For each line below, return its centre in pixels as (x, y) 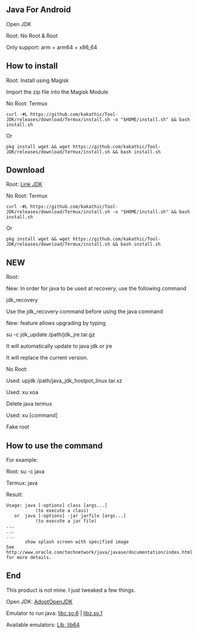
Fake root (18, 427)
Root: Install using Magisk (38, 80)
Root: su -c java (25, 471)
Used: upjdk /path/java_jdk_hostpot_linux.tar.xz (64, 381)
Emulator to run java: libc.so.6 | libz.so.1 (54, 613)
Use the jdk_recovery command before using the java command (85, 311)
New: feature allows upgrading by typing (56, 323)
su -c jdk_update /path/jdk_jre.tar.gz (51, 335)
